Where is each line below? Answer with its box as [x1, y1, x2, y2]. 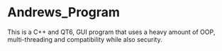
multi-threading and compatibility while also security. [7, 35, 162, 43]
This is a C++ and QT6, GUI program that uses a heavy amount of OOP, [7, 28, 216, 36]
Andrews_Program [7, 4, 121, 21]
